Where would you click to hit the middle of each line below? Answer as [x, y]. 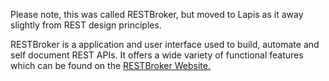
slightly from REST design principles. [86, 25]
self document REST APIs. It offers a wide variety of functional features [157, 55]
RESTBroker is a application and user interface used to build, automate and [165, 44]
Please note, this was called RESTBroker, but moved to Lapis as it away [157, 14]
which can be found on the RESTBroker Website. [110, 65]
